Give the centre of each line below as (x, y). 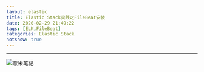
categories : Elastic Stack (40, 34)
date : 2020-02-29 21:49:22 (40, 23)
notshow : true (24, 40)
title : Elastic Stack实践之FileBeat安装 (56, 17)
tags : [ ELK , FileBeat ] (34, 28)
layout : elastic (27, 12)
